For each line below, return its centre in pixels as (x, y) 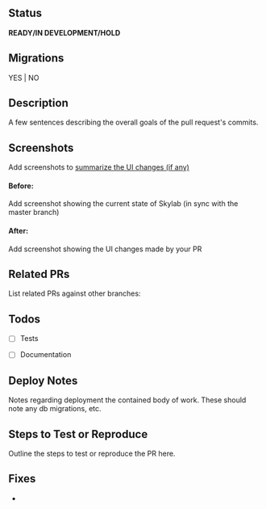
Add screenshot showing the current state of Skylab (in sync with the (123, 204)
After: (19, 231)
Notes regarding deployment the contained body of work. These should (127, 400)
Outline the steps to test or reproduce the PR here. (92, 454)
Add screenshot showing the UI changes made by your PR (105, 249)
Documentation (46, 355)
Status (25, 13)
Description (38, 103)
